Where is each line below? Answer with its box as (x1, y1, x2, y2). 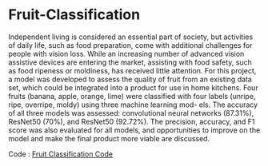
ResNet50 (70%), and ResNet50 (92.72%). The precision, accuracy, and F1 (8, 117, 255, 126)
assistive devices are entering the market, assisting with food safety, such (8, 57, 252, 67)
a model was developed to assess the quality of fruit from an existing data (8, 74, 252, 84)
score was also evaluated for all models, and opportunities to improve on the (8, 125, 261, 135)
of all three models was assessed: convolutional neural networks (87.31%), (8, 108, 254, 117)
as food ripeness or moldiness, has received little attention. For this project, (8, 65, 257, 75)
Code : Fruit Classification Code (8, 149, 114, 159)
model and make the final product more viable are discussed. (8, 133, 210, 143)
